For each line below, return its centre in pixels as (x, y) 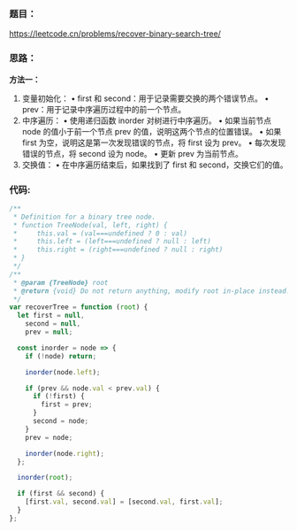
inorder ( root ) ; (45, 478)
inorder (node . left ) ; (63, 372)
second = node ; (61, 421)
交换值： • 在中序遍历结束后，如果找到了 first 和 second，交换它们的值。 (155, 165)
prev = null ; (49, 332)
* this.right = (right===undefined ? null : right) (118, 250)
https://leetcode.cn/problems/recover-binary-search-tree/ (115, 34)
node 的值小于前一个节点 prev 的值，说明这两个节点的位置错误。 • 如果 (152, 131)
